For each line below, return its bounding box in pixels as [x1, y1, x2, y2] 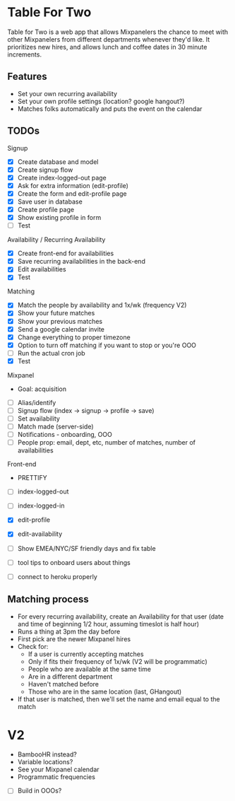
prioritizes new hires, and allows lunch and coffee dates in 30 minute [7, 42, 207, 51]
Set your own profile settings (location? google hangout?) [17, 97, 185, 105]
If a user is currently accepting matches [28, 650, 144, 658]
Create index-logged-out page [17, 173, 107, 182]
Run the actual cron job [17, 349, 86, 357]
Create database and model [17, 157, 99, 166]
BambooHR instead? [17, 750, 78, 759]
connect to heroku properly [17, 572, 97, 580]
